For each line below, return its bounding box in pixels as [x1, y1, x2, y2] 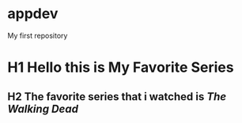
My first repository [7, 31, 68, 40]
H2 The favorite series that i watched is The [7, 90, 227, 103]
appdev [7, 5, 59, 23]
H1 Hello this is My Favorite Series [7, 58, 234, 76]
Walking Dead [7, 102, 78, 115]
